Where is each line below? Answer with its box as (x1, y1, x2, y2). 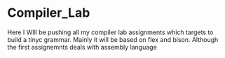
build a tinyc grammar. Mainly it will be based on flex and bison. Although (7, 35, 219, 43)
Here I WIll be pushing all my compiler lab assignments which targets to (7, 28, 214, 36)
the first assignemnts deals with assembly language (7, 43, 158, 51)
